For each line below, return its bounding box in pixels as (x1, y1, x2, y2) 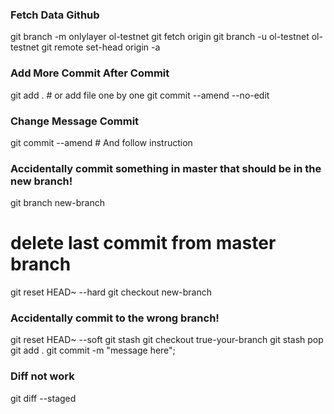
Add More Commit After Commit (10, 66, 170, 80)
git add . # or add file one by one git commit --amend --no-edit (10, 89, 270, 101)
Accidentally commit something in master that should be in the (10, 161, 322, 175)
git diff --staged (10, 392, 77, 404)
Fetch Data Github (10, 8, 100, 22)
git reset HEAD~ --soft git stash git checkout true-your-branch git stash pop (10, 334, 324, 346)
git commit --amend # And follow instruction (10, 136, 193, 148)
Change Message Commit (10, 114, 140, 128)
